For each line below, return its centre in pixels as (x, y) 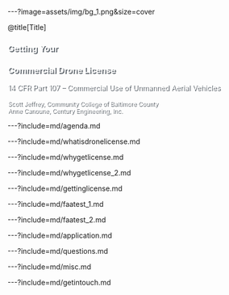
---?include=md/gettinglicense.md (65, 188)
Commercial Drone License (62, 70)
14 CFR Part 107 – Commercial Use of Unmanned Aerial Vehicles (114, 87)
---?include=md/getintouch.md (59, 283)
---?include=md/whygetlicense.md (66, 158)
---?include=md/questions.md (58, 251)
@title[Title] (27, 27)
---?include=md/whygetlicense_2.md (69, 173)
